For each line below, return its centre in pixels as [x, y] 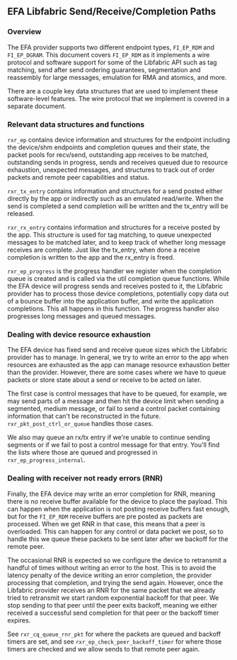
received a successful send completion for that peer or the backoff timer [113, 613]
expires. [19, 620]
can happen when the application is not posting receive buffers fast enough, [118, 509]
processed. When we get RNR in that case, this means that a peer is [106, 523]
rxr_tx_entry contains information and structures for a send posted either [115, 191]
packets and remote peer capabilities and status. [79, 177]
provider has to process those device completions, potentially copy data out [118, 294]
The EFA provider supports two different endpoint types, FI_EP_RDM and [111, 47]
